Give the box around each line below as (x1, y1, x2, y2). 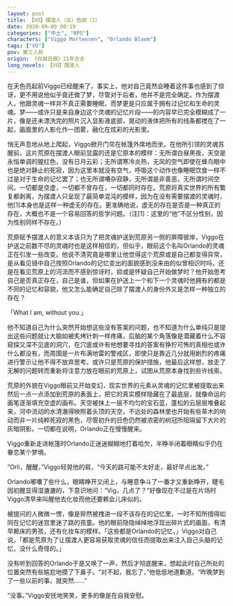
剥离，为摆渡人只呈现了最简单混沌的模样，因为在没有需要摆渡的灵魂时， (19, 192, 226, 200)
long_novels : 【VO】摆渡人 (7, 62, 80, 69)
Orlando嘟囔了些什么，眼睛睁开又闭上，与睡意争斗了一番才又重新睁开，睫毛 (7, 477, 225, 486)
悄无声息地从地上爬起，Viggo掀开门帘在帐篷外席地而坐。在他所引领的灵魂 (7, 140, 218, 148)
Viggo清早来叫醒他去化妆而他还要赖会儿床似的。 (7, 494, 146, 503)
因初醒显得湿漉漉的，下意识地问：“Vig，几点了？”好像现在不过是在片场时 (7, 486, 216, 494)
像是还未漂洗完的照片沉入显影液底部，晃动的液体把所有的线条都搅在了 (19, 116, 220, 125)
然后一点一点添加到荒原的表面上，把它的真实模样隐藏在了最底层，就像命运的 (7, 389, 226, 398)
